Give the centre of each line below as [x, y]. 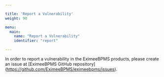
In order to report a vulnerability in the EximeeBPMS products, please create [82, 59]
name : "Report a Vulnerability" [47, 36]
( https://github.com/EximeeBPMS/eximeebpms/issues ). [61, 69]
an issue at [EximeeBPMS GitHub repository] [50, 64]
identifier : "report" [36, 41]
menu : [11, 27]
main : [15, 32]
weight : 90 [16, 18]
